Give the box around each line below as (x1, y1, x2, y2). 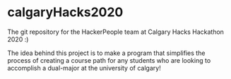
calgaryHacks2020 (7, 4, 124, 20)
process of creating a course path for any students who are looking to (7, 56, 211, 64)
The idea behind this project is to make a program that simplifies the (7, 49, 206, 57)
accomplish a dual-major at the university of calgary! (7, 63, 161, 72)
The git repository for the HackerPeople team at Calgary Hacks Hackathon (7, 28, 225, 36)
